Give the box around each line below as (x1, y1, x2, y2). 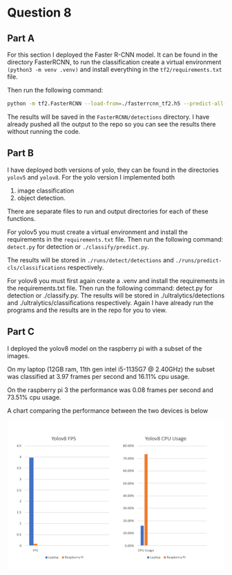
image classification (17, 186, 75, 195)
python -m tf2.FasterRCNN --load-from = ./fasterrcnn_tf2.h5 (7, 100, 181, 107)
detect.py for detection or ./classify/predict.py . (7, 242, 150, 251)
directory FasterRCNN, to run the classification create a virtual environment (7, 58, 222, 66)
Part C (7, 326, 35, 338)
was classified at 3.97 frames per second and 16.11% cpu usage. (7, 372, 190, 380)
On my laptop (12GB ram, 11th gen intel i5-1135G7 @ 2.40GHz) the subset (7, 364, 215, 373)
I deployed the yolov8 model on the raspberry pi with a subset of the (7, 344, 202, 353)
